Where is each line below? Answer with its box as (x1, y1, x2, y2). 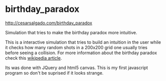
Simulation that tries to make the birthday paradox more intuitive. (5, 29, 137, 35)
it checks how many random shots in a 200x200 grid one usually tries (5, 44, 148, 50)
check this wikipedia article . (5, 55, 62, 61)
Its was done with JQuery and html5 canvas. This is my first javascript (5, 65, 148, 71)
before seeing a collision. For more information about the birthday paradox (5, 50, 157, 56)
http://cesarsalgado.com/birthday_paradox (5, 20, 93, 26)
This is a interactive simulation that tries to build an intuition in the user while (5, 39, 161, 45)
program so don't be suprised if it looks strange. (5, 70, 104, 76)
